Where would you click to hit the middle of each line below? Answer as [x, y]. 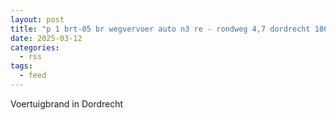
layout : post [37, 19]
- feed [33, 76]
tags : [21, 66]
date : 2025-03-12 [46, 38]
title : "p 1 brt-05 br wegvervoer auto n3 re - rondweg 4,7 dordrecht [160, 29]
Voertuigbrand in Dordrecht [67, 103]
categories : [35, 47]
